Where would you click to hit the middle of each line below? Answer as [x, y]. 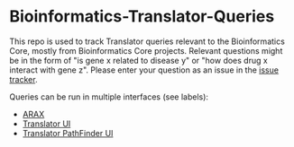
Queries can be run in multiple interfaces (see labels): [109, 97]
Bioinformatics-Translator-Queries [142, 17]
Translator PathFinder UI [68, 133]
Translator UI [46, 124]
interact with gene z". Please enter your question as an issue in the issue [144, 70]
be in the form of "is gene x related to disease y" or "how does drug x [138, 60]
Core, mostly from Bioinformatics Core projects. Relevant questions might [146, 50]
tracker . [23, 79]
